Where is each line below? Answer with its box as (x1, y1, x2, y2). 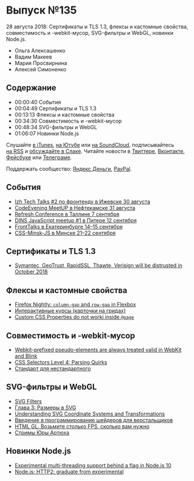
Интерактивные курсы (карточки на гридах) (14, 307, 126, 314)
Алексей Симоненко (14, 65, 66, 73)
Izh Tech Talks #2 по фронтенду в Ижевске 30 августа (14, 198, 150, 205)
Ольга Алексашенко (14, 47, 66, 54)
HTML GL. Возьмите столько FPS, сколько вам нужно (14, 423, 150, 430)
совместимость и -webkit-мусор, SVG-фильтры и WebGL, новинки (6, 29, 173, 36)
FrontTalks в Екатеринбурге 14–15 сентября (14, 223, 123, 230)
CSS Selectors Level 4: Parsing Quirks (14, 359, 108, 365)
